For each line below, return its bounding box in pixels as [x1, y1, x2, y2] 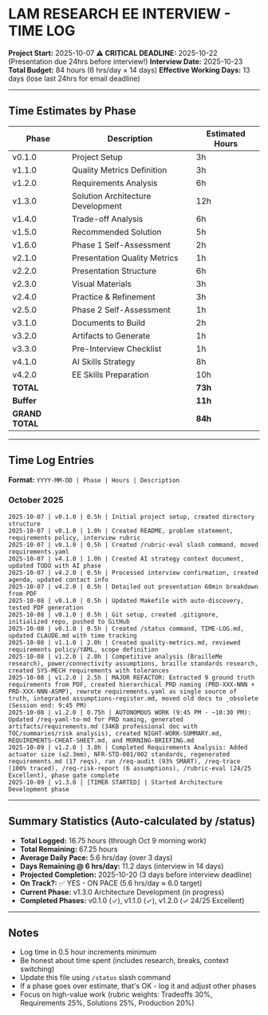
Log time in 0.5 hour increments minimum [19, 947, 157, 957]
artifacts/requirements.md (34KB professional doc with [8, 722, 198, 731]
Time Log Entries [8, 454, 94, 467]
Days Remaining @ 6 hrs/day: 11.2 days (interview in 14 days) [19, 861, 224, 870]
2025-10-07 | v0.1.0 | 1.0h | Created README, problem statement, [8, 526, 234, 535]
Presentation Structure [71, 265, 157, 276]
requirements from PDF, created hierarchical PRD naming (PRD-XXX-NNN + [8, 680, 255, 688]
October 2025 [8, 494, 64, 506]
